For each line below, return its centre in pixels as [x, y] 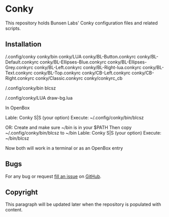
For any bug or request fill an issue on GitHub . [53, 176]
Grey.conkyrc [19, 67]
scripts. [13, 28]
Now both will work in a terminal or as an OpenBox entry [64, 148]
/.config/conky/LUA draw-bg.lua [39, 98]
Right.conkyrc [20, 78]
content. [14, 210]
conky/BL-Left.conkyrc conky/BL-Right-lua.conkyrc [88, 67]
